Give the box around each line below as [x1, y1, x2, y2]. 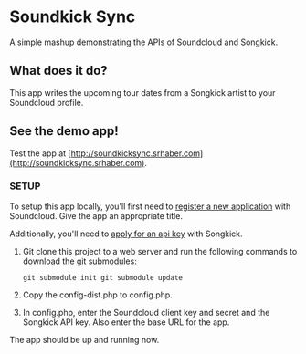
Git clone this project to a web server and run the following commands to [22, 245, 298, 256]
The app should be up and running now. [9, 334, 160, 345]
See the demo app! [9, 123, 119, 139]
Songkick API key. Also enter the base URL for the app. [22, 317, 230, 328]
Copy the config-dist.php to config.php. [22, 289, 174, 300]
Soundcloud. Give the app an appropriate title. [9, 210, 183, 221]
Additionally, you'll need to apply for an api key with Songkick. [9, 228, 244, 239]
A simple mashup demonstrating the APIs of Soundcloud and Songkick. [9, 36, 279, 47]
